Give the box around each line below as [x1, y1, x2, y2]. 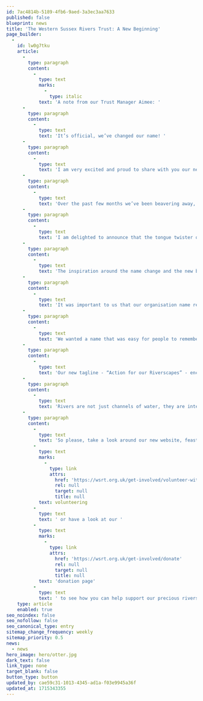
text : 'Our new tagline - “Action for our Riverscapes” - [38, 369, 188, 376]
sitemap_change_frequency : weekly [6, 629, 94, 636]
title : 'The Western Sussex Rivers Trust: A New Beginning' [6, 25, 161, 32]
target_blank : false [6, 668, 59, 675]
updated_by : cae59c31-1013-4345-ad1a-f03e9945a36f [6, 680, 137, 686]
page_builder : [6, 32, 42, 38]
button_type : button [6, 674, 59, 680]
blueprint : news [6, 20, 47, 26]
